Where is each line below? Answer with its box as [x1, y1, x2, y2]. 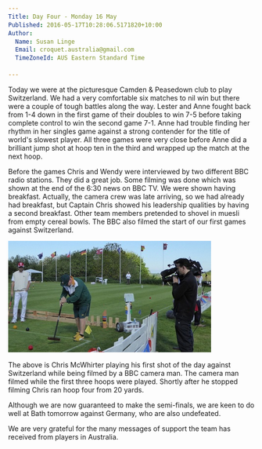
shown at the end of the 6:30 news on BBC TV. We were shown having [8, 183, 236, 192]
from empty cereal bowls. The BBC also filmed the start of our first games [8, 217, 246, 226]
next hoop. [8, 151, 43, 161]
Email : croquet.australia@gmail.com [15, 46, 135, 54]
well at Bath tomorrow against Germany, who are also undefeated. [8, 408, 221, 418]
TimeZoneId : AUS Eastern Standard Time [15, 54, 145, 62]
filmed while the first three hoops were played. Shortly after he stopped [8, 377, 239, 386]
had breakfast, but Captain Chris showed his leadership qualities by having [8, 200, 249, 210]
